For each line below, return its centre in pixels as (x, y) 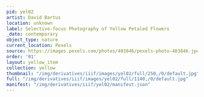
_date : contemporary (32, 34)
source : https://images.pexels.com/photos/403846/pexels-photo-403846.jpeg (104, 51)
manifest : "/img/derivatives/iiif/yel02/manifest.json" (78, 85)
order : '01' (21, 57)
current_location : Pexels (39, 46)
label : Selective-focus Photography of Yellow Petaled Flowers (88, 29)
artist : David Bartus (34, 17)
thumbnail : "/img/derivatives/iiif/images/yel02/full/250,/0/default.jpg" (103, 74)
